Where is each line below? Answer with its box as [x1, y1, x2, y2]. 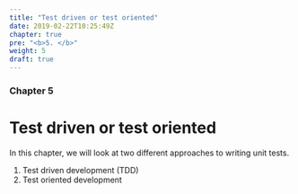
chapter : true [9, 30, 63, 39]
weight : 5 [9, 47, 47, 56]
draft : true [9, 55, 54, 64]
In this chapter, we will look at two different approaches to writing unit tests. [9, 147, 290, 158]
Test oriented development [22, 174, 123, 185]
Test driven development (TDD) [22, 164, 139, 175]
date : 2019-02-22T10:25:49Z [9, 22, 115, 31]
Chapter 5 [9, 84, 54, 97]
